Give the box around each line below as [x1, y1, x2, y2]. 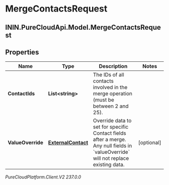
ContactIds [8, 90, 35, 97]
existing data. [93, 161, 125, 168]
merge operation [93, 90, 132, 97]
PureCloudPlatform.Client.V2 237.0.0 [5, 174, 81, 180]
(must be [93, 97, 115, 104]
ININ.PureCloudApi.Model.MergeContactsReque [5, 23, 161, 32]
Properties [5, 48, 39, 56]
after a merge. [93, 136, 127, 143]
